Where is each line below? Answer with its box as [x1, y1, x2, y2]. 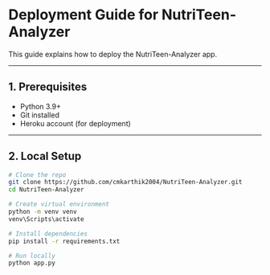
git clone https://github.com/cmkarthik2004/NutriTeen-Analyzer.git [8, 179, 243, 187]
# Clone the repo [8, 170, 67, 179]
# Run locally [8, 252, 56, 260]
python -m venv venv [8, 207, 78, 216]
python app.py [8, 259, 56, 267]
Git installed [19, 110, 60, 120]
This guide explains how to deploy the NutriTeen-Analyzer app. [8, 49, 218, 59]
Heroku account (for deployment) [19, 118, 131, 128]
